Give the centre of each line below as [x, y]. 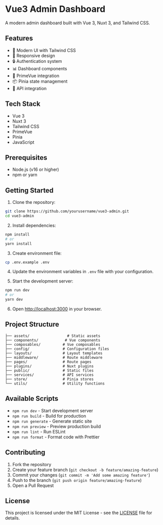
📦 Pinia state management [40, 81]
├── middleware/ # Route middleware [54, 357]
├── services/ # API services [49, 375]
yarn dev [14, 300]
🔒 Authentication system [37, 61]
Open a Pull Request [33, 485]
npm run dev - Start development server [53, 410]
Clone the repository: [34, 202]
